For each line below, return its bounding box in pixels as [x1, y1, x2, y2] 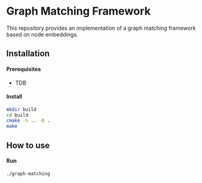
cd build [6, 112, 29, 118]
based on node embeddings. [6, 30, 78, 38]
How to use [6, 140, 50, 150]
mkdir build [6, 106, 37, 112]
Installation [6, 49, 50, 59]
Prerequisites [6, 65, 41, 72]
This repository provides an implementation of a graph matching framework [6, 24, 196, 32]
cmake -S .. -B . [6, 117, 50, 124]
